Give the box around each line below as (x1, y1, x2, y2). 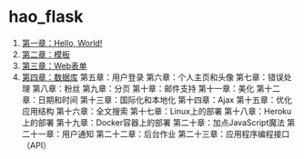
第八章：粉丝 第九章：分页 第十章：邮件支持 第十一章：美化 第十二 (32, 83, 281, 94)
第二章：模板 (21, 48, 70, 60)
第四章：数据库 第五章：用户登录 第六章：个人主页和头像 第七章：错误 (21, 71, 284, 83)
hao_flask (8, 6, 84, 27)
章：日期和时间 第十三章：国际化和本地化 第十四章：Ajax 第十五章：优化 (21, 94, 293, 105)
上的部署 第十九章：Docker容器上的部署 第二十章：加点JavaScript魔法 (21, 116, 286, 128)
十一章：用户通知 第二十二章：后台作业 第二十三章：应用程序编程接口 (29, 128, 290, 139)
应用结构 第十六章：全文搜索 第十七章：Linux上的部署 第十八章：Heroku (21, 105, 292, 116)
